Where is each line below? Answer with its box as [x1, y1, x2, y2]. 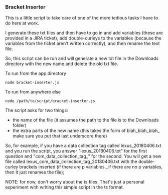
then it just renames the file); [5, 169, 65, 175]
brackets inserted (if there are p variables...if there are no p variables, [19, 164, 163, 170]
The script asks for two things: [5, 107, 69, 113]
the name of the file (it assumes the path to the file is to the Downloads [12, 117, 159, 123]
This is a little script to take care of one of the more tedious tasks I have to [5, 15, 158, 21]
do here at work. [5, 20, 39, 26]
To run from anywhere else [5, 89, 61, 95]
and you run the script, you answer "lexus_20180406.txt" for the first [5, 148, 147, 154]
